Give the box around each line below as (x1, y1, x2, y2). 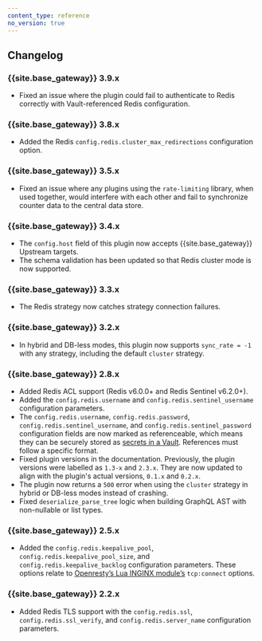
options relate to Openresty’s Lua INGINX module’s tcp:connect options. (18, 568, 256, 578)
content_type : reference (7, 11, 90, 20)
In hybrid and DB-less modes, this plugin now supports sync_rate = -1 (18, 340, 252, 349)
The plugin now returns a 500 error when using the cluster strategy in (18, 479, 248, 489)
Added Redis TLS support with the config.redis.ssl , (18, 607, 193, 616)
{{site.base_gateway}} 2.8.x (7, 368, 120, 379)
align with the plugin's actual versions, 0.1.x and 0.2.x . (18, 471, 201, 481)
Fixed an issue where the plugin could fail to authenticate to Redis (18, 91, 236, 100)
